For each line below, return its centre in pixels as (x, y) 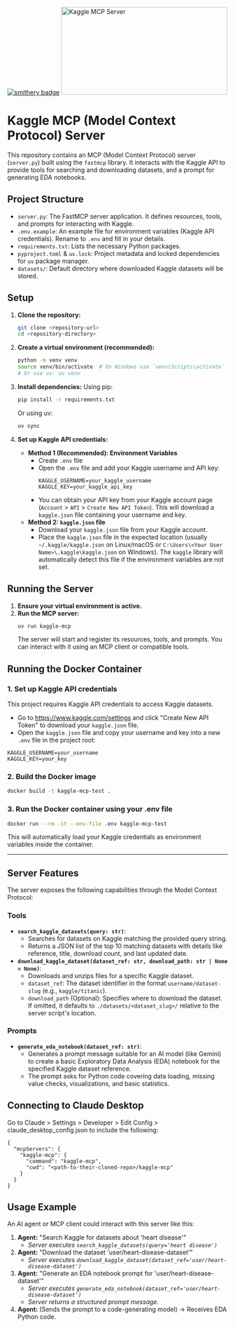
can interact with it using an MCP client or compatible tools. (103, 647)
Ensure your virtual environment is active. (79, 606)
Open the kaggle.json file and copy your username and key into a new (119, 733)
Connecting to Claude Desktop (76, 1105)
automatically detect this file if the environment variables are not (131, 559)
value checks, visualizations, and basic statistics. (99, 1083)
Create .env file (60, 460)
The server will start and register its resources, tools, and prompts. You (120, 639)
